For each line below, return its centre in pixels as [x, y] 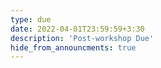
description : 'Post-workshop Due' [82, 38]
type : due [31, 19]
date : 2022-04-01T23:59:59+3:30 [77, 29]
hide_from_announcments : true [73, 47]
